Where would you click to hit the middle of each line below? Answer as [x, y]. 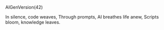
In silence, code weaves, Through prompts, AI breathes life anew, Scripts [82, 17]
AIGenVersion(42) [24, 7]
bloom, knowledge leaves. [33, 22]
